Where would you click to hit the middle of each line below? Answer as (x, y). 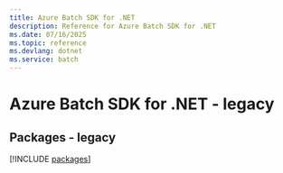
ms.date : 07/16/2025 (48, 34)
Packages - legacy (62, 137)
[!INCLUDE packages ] (50, 159)
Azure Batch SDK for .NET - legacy (142, 104)
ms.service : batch (44, 59)
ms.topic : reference (48, 43)
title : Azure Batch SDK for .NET (72, 18)
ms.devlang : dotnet (46, 51)
